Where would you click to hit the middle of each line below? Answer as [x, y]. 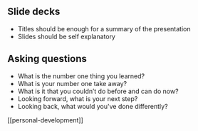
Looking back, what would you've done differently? [93, 106]
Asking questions [47, 59]
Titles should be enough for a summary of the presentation [104, 28]
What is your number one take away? [72, 83]
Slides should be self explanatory [67, 36]
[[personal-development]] [46, 120]
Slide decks [34, 12]
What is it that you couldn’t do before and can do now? [98, 91]
